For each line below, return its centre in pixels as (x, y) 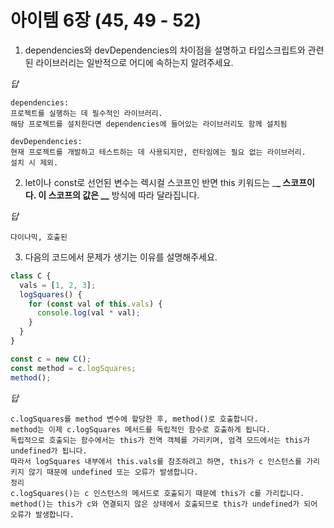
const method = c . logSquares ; (73, 368)
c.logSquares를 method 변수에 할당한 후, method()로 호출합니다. (134, 419)
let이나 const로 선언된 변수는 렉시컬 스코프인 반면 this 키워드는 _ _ (153, 182)
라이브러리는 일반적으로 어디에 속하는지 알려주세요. (134, 62)
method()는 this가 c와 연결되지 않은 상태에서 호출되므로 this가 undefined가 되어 (164, 504)
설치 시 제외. (34, 162)
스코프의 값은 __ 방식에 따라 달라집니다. (124, 195)
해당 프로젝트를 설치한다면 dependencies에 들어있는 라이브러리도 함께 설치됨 (149, 124)
